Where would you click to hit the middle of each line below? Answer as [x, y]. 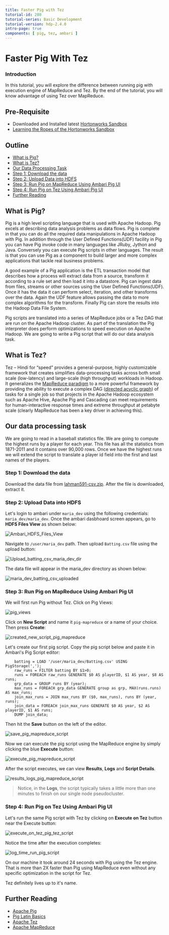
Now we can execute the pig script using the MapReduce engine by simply [83, 744]
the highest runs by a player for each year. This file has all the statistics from [84, 444]
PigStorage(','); [23, 666]
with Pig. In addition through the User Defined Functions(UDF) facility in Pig [84, 239]
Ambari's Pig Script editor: [33, 652]
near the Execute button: [31, 823]
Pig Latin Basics [29, 916]
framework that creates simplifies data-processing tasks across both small [83, 372]
